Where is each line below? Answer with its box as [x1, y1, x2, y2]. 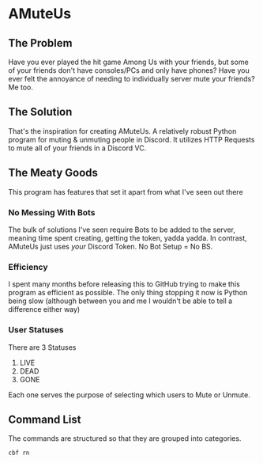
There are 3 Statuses [8, 342, 77, 352]
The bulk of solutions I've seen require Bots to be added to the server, [8, 225, 235, 234]
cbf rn [8, 449, 30, 457]
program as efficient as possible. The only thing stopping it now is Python [8, 288, 248, 298]
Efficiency [8, 261, 49, 272]
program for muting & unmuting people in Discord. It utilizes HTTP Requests [8, 135, 255, 144]
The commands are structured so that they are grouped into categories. [8, 434, 242, 443]
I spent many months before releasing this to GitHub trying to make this [8, 279, 241, 289]
